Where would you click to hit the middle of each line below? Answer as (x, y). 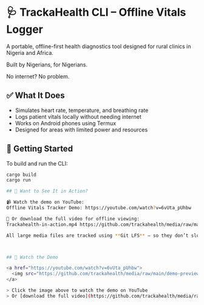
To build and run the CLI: (37, 163)
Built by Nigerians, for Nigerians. (47, 65)
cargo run (19, 180)
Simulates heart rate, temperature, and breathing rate (82, 110)
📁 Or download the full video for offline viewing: (73, 219)
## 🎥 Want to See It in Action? (47, 191)
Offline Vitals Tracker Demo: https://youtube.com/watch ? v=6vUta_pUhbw (99, 208)
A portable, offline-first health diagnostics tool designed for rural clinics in (99, 46)
